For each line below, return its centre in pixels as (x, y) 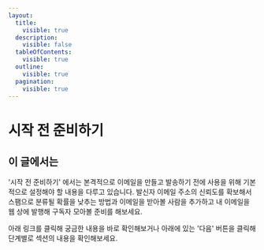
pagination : (35, 81)
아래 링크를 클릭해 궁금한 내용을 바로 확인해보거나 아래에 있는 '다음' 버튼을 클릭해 (132, 229)
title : (26, 23)
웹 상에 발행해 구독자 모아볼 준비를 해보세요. (76, 212)
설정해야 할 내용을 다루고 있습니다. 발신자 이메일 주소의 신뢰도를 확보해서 (140, 192)
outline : (30, 67)
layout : (21, 15)
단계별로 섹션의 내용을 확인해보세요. (63, 238)
